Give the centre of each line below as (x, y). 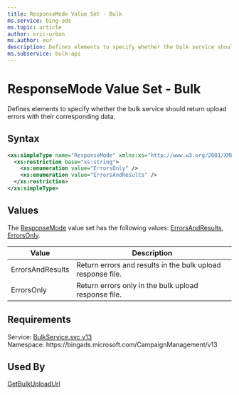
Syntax (23, 139)
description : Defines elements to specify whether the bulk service (111, 47)
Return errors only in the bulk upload (137, 285)
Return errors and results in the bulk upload (149, 265)
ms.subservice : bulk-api (44, 54)
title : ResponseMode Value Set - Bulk (65, 14)
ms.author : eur (30, 41)
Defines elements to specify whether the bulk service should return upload (117, 108)
